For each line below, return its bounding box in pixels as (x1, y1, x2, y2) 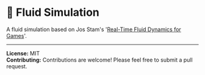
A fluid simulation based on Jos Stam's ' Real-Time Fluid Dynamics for (6, 26, 181, 33)
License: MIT (6, 49, 40, 57)
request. (6, 62, 27, 70)
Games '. (6, 32, 27, 39)
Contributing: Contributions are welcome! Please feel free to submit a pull (6, 56, 193, 63)
